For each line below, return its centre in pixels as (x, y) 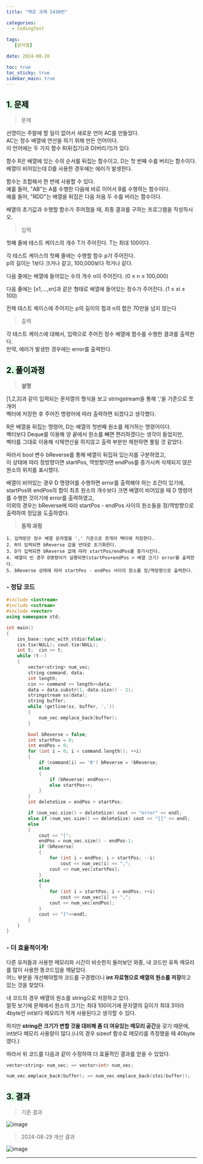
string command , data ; (56, 673)
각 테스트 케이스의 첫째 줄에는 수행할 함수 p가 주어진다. (71, 256)
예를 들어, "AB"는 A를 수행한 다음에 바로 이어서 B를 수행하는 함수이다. (88, 189)
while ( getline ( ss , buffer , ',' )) (71, 707)
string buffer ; (47, 701)
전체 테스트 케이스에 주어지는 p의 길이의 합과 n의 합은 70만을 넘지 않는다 (92, 308)
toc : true (19, 67)
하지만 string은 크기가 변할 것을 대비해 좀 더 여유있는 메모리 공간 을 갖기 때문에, (98, 1026)
